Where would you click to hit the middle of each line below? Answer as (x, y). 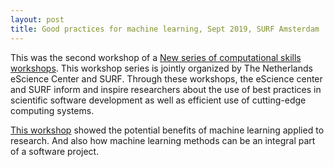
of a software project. (55, 151)
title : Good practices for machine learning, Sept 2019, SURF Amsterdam (165, 29)
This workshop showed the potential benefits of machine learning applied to (167, 130)
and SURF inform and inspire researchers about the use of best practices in (166, 89)
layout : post (37, 19)
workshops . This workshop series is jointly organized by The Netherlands (161, 68)
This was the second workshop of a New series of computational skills (156, 57)
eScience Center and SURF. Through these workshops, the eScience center (166, 78)
